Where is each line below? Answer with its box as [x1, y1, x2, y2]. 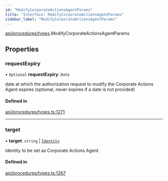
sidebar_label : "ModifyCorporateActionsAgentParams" [5, 17, 117, 22]
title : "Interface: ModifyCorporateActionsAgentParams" [5, 12, 124, 17]
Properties [5, 45, 39, 53]
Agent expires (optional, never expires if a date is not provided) [5, 86, 135, 93]
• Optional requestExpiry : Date [5, 71, 70, 78]
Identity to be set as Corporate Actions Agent [5, 147, 98, 153]
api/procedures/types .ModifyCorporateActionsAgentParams [5, 31, 130, 37]
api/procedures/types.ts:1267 [5, 170, 66, 176]
